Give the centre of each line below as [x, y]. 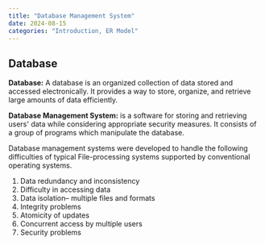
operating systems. [40, 165]
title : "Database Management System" [72, 16]
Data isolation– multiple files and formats [87, 198]
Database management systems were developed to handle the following [128, 148]
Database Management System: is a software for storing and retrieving [128, 116]
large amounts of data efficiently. [63, 100]
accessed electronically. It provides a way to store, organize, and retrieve [130, 91]
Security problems [51, 233]
